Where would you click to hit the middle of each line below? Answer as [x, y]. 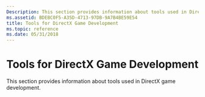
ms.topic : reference [33, 29]
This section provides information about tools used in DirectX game [91, 81]
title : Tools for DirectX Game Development [63, 23]
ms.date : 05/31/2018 [33, 35]
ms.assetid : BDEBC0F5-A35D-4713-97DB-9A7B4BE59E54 [72, 18]
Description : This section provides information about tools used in [97, 12]
